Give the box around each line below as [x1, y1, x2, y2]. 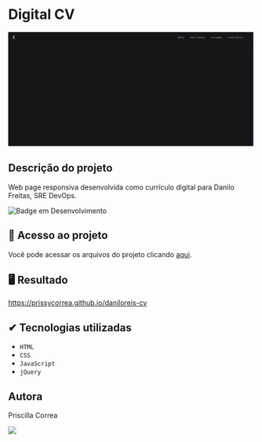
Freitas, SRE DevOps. [8, 190, 77, 200]
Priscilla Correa [8, 411, 58, 420]
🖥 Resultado [8, 273, 68, 286]
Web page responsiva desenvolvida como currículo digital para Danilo [8, 182, 235, 192]
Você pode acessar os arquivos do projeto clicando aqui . [8, 249, 192, 259]
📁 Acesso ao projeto [8, 229, 108, 242]
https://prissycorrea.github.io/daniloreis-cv [8, 298, 147, 308]
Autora [8, 389, 43, 403]
